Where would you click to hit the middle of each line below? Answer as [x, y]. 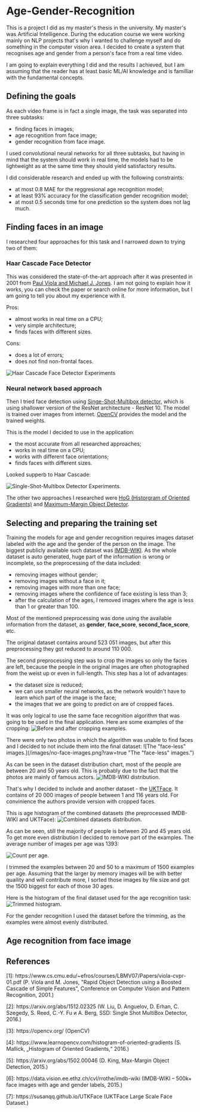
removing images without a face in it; [60, 581]
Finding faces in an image [55, 227]
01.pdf [14, 982]
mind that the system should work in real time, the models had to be [90, 160]
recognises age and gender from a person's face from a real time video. [95, 53]
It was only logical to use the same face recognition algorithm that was [93, 716]
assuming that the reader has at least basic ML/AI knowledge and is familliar [100, 71]
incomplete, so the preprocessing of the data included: [74, 563]
